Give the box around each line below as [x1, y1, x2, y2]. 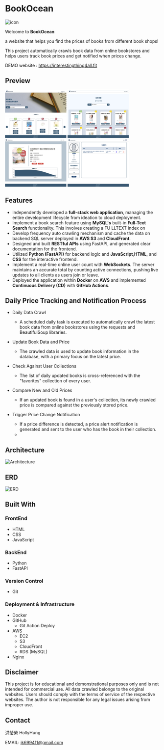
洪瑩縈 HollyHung [5, 730, 41, 736]
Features [5, 196, 33, 205]
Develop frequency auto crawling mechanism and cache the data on [12, 230, 150, 236]
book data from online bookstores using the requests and [19, 324, 136, 330]
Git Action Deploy [19, 622, 55, 628]
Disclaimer [5, 668, 39, 676]
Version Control [5, 578, 44, 584]
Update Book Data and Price [12, 339, 70, 345]
